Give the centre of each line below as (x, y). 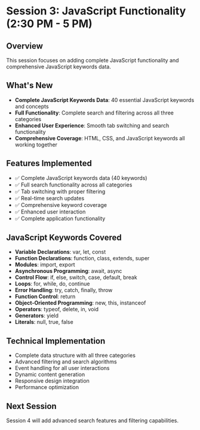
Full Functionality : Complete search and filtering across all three (94, 113)
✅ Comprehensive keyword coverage (61, 205)
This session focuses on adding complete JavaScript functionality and (93, 60)
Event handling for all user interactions (62, 368)
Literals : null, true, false (44, 322)
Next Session (31, 406)
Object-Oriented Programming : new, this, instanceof (80, 303)
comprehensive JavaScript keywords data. (59, 67)
